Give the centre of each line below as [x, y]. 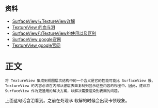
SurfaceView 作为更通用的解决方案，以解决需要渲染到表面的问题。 [63, 91]
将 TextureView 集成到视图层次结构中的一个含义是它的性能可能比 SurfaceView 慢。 [80, 81]
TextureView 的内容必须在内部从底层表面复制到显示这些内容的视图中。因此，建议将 [78, 86]
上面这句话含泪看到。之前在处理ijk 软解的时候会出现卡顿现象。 [67, 100]
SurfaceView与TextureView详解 [43, 21]
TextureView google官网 [36, 45]
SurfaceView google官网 [37, 39]
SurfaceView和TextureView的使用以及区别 [54, 33]
